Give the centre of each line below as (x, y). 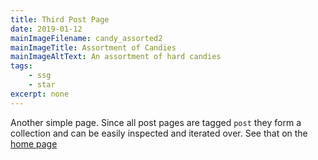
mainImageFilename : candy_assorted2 (86, 38)
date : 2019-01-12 (46, 29)
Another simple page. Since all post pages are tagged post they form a (156, 122)
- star (42, 85)
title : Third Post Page (60, 19)
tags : (21, 66)
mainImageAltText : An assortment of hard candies (116, 57)
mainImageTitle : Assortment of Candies (93, 47)
